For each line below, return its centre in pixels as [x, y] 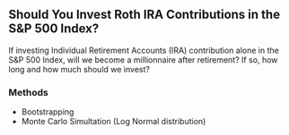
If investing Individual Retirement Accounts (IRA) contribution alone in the [144, 50]
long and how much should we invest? [79, 69]
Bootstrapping [48, 112]
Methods [28, 92]
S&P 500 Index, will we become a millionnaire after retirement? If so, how [143, 59]
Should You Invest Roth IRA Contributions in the [144, 15]
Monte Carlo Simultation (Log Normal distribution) [114, 122]
